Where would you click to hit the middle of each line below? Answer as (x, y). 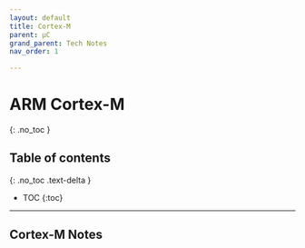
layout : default (40, 18)
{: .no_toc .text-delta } (50, 180)
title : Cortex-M (40, 26)
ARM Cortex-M (67, 104)
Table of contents (60, 159)
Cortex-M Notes (56, 235)
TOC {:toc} (43, 197)
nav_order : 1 (34, 52)
